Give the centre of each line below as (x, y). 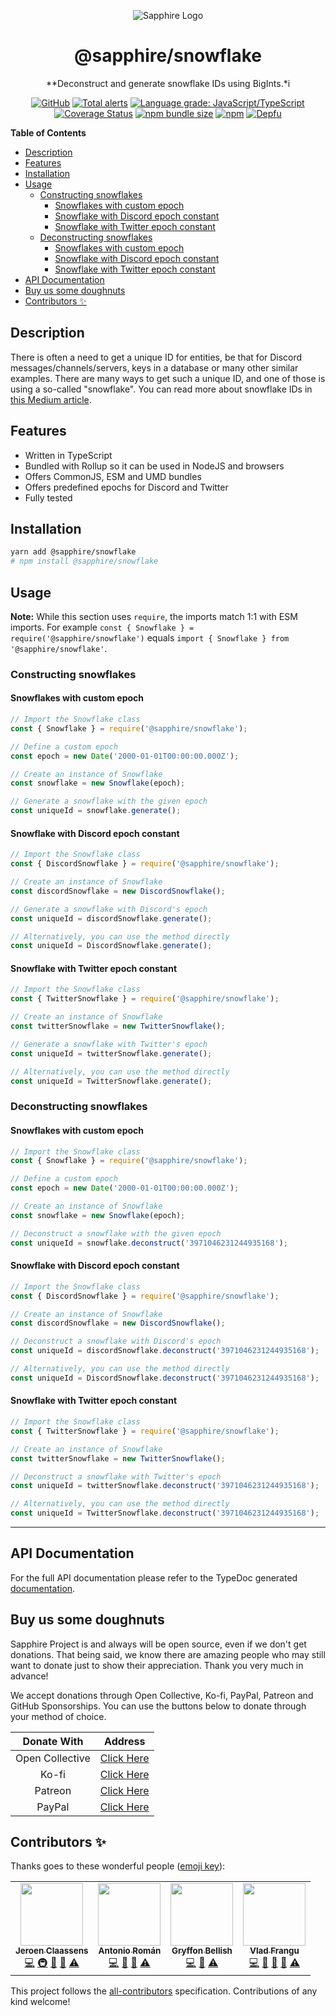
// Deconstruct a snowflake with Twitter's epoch (116, 1476)
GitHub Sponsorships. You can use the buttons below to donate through (158, 1706)
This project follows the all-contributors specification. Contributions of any (164, 1991)
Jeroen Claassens (52, 1951)
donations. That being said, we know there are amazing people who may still (168, 1654)
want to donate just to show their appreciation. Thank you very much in (157, 1665)
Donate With (53, 1741)
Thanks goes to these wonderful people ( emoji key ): (118, 1866)
